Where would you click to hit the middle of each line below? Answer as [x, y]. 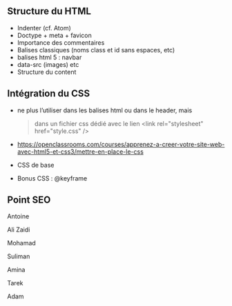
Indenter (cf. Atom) [44, 28]
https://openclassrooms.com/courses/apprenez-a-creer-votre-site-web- [121, 144]
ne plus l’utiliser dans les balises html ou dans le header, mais [105, 110]
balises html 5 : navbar [49, 57]
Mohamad [21, 243]
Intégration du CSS [49, 93]
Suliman [19, 256]
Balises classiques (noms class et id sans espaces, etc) [96, 50]
